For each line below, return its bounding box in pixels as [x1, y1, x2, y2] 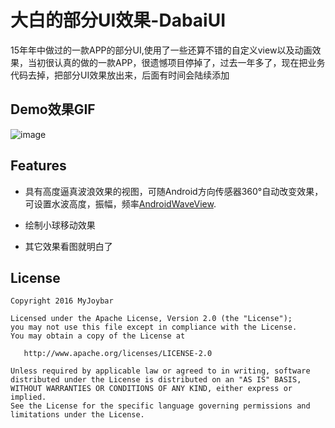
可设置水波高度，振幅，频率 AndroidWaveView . [24, 197, 217, 210]
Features [10, 157, 67, 175]
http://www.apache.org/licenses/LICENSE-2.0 [23, 349, 213, 359]
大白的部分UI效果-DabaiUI [10, 9, 227, 32]
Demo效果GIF [10, 101, 96, 118]
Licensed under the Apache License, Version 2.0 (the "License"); [10, 314, 293, 324]
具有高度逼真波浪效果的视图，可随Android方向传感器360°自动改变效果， [24, 185, 324, 197]
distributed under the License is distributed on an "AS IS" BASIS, [10, 375, 302, 385]
